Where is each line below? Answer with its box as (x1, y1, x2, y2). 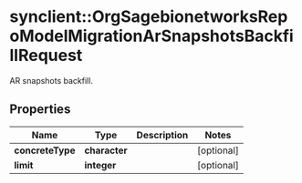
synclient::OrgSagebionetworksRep (9, 6, 288, 27)
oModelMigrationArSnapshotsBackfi (9, 25, 294, 46)
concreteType (14, 144, 76, 157)
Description (136, 128, 189, 141)
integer (84, 158, 117, 171)
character (84, 144, 128, 157)
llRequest (9, 46, 83, 66)
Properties (9, 102, 71, 117)
